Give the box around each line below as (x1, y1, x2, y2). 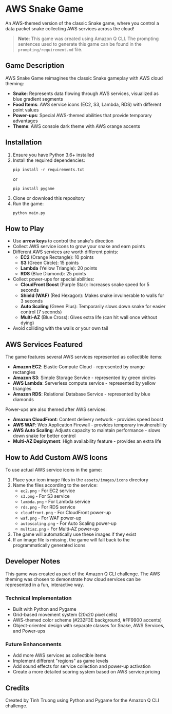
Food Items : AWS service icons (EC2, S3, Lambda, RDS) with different (12, 101, 162, 107)
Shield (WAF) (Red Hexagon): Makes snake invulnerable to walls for (20, 292, 164, 298)
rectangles (12, 369, 36, 375)
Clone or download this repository (12, 195, 85, 201)
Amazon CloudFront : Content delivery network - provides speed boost (12, 417, 163, 423)
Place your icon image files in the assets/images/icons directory (12, 477, 149, 483)
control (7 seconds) (20, 309, 62, 315)
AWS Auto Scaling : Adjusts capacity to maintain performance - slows (12, 427, 161, 434)
